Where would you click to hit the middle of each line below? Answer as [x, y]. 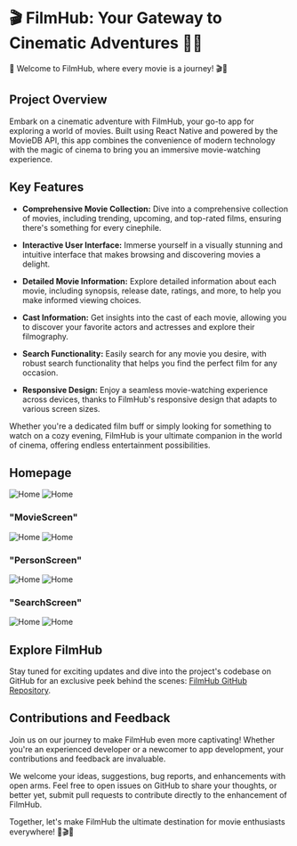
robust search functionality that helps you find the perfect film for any [149, 363]
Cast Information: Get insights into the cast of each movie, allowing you [154, 317]
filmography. [45, 336]
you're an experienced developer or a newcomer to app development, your [147, 749]
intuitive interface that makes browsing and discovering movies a [141, 254]
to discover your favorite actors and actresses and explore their [138, 326]
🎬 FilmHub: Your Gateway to [116, 18]
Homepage [40, 473]
